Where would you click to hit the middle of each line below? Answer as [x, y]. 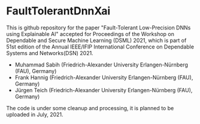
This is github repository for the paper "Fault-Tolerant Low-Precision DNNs [99, 28]
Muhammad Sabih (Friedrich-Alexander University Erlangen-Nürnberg [101, 65]
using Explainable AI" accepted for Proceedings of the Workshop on [90, 34]
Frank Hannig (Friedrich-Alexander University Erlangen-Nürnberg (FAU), [104, 77]
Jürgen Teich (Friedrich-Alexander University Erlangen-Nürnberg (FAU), [104, 90]
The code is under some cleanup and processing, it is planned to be [90, 108]
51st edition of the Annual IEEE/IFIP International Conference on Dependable [100, 47]
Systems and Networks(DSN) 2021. [50, 53]
